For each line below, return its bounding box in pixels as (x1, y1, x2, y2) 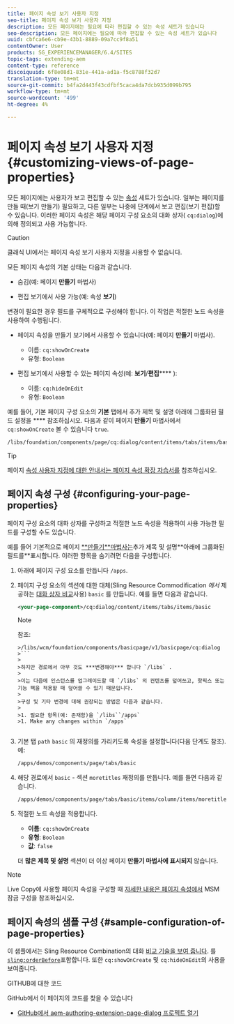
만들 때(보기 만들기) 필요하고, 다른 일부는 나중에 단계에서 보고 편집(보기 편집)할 (7, 202, 221, 210)
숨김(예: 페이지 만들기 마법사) (17, 277, 97, 286)
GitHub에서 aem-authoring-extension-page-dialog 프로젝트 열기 (17, 1009, 199, 1017)
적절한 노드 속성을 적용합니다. (17, 810, 98, 818)
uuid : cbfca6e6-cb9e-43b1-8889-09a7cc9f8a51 (7, 36, 139, 43)
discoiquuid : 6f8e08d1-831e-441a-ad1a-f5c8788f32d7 (7, 68, 160, 75)
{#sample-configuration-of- (100, 916, 226, 928)
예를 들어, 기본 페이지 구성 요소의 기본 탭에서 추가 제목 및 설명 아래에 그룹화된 (7, 407, 217, 416)
